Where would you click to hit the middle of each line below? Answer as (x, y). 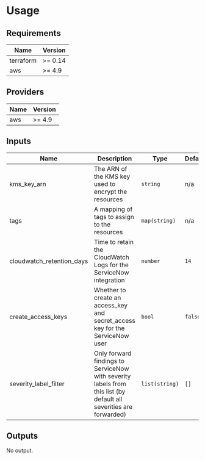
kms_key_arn (28, 184)
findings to (109, 361)
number (151, 261)
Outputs (22, 436)
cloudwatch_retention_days (49, 261)
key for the (109, 328)
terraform (23, 60)
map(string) (158, 221)
